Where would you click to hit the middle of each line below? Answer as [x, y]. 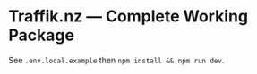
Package [42, 35]
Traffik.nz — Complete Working [128, 16]
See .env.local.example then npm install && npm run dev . [116, 60]
